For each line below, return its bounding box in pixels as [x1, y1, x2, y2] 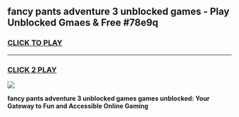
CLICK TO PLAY [7, 38, 63, 48]
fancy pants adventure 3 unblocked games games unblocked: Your [7, 94, 210, 102]
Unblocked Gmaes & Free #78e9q [7, 17, 159, 29]
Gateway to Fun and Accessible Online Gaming [7, 101, 149, 110]
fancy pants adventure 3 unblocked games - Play [7, 6, 230, 18]
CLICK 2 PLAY [7, 65, 57, 74]
